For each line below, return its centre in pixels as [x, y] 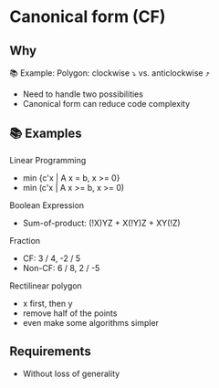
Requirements [50, 352]
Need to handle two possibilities [83, 94]
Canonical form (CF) [88, 17]
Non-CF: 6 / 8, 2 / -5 [61, 267]
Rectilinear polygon [46, 286]
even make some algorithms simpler [91, 322]
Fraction [25, 240]
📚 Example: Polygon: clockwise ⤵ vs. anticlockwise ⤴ [110, 73]
